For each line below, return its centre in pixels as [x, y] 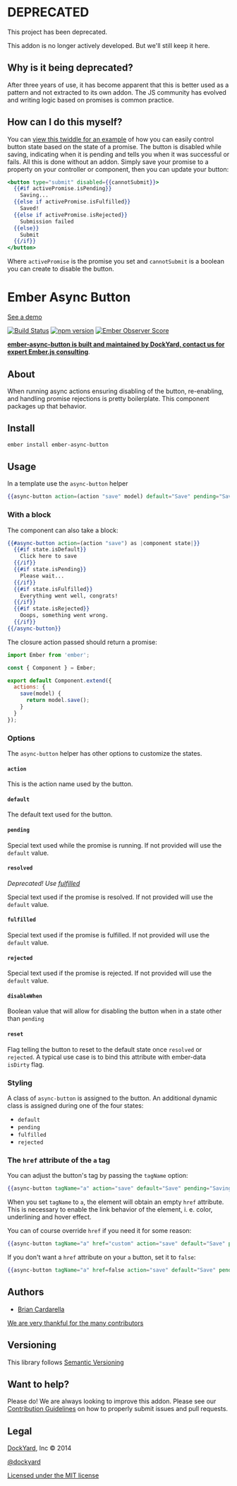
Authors [26, 1292]
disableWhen [25, 996]
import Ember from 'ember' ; [49, 655]
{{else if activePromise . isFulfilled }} [72, 202]
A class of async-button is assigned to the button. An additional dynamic [112, 1098]
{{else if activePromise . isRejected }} [71, 215]
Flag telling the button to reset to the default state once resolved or [105, 1049]
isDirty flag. [26, 1064]
